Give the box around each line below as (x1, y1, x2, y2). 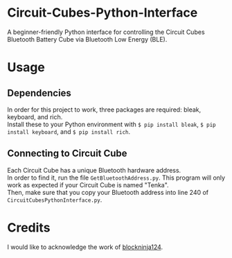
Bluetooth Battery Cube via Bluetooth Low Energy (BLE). (7, 35, 168, 43)
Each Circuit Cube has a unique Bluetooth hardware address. (7, 166, 181, 174)
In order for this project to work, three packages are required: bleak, (7, 105, 202, 114)
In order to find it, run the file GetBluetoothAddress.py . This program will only (7, 173, 226, 182)
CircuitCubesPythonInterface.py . (7, 196, 102, 204)
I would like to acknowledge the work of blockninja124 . (7, 243, 163, 251)
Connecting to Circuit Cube (7, 148, 127, 160)
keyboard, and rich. (7, 112, 63, 121)
